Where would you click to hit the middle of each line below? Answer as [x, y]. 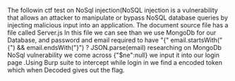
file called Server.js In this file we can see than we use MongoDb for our [112, 32]
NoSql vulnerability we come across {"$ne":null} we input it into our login [114, 55]
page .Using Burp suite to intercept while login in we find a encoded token [115, 62]
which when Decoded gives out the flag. [66, 70]
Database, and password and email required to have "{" [88, 40]
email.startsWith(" [197, 40]
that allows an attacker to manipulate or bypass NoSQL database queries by [117, 18]
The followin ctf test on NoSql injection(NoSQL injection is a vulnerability [113, 10]
